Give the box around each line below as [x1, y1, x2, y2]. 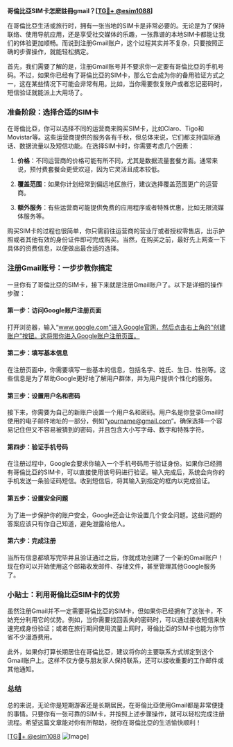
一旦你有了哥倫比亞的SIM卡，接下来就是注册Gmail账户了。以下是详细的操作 [7, 280, 223, 289]
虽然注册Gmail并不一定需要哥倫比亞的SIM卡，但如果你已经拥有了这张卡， [7, 607, 217, 615]
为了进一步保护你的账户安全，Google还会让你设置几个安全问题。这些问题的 [7, 510, 223, 519]
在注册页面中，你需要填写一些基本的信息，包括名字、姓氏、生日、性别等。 [7, 366, 220, 373]
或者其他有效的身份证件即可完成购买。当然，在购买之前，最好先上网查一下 [12, 235, 226, 244]
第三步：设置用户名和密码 [7, 392, 80, 400]
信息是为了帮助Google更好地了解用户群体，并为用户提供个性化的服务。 [12, 374, 216, 383]
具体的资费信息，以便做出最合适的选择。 [7, 244, 123, 253]
